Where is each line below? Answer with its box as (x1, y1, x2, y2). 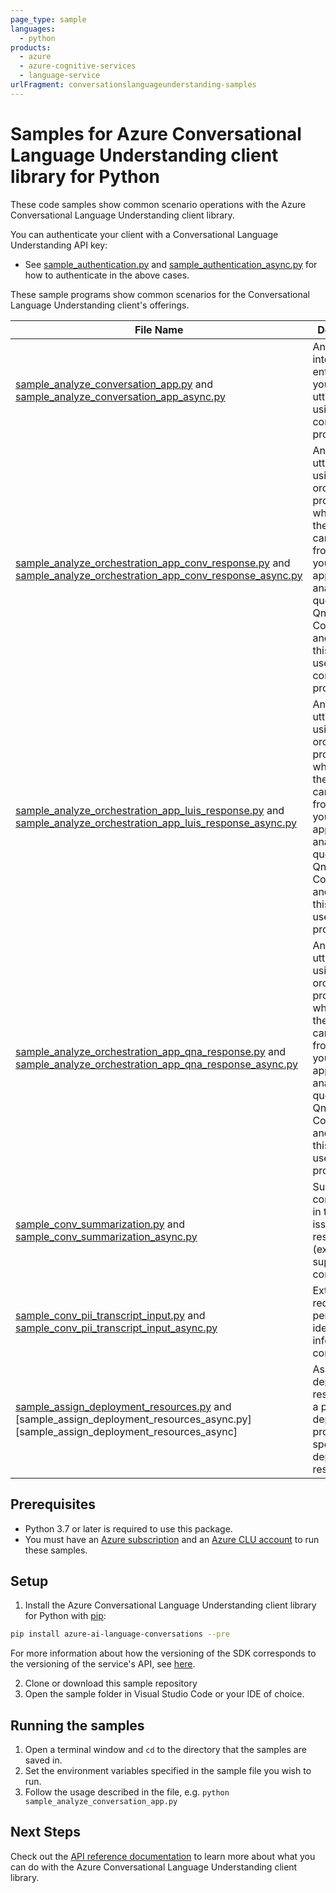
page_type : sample (10, 14, 87, 25)
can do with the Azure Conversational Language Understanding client (10, 1861, 298, 1873)
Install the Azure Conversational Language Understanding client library (24, 1599, 317, 1611)
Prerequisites (10, 1496, 96, 1513)
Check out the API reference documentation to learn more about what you (10, 1850, 316, 1862)
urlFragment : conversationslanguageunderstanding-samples (10, 80, 257, 90)
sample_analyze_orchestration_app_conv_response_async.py (15, 568, 303, 582)
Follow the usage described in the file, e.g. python (24, 1786, 230, 1798)
